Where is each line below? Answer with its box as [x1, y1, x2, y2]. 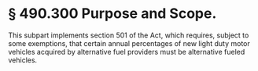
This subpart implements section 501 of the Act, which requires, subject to [8, 30, 249, 40]
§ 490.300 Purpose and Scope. [8, 5, 217, 23]
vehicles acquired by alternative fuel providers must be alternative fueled [8, 47, 245, 56]
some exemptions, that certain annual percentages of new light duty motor [8, 38, 250, 48]
